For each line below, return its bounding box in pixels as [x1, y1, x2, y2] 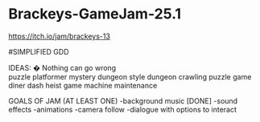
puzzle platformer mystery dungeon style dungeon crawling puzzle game [8, 71, 252, 81]
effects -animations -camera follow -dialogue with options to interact [8, 104, 237, 114]
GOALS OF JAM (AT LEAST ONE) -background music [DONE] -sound [8, 96, 238, 105]
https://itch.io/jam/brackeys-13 [8, 31, 111, 41]
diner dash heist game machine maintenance [8, 80, 158, 90]
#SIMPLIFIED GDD [8, 47, 70, 56]
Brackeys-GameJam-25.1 [8, 5, 182, 23]
